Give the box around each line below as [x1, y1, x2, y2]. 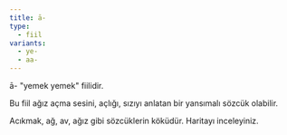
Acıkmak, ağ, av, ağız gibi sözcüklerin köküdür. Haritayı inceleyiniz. [9, 115, 260, 126]
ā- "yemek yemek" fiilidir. [9, 81, 104, 91]
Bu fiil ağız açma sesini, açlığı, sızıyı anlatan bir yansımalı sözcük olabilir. [9, 98, 279, 109]
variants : [9, 38, 47, 48]
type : [9, 22, 30, 31]
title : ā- [9, 13, 47, 23]
